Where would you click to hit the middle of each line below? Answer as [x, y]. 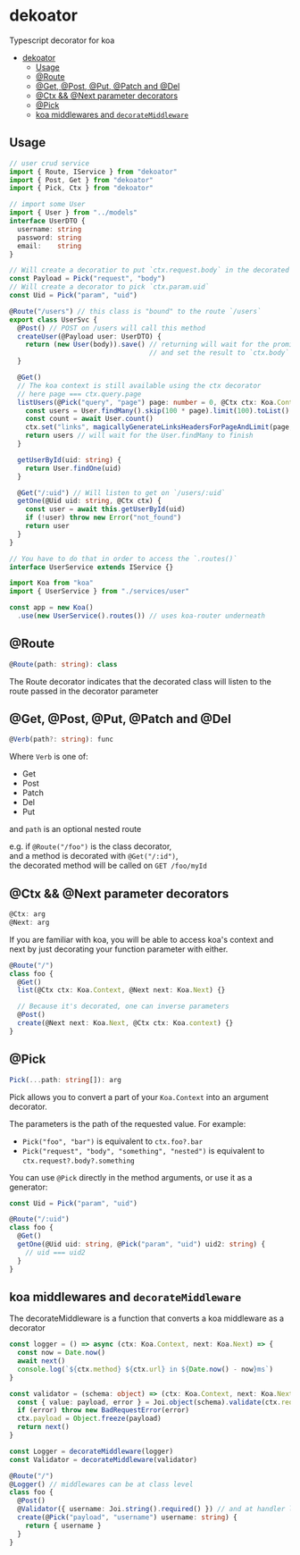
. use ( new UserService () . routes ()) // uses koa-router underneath [142, 616]
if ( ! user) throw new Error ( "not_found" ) [103, 518]
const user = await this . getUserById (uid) [105, 509]
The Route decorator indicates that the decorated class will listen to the [141, 681]
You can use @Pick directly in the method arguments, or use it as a [131, 1177]
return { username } [63, 1526]
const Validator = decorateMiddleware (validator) [104, 1459]
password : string [50, 238]
